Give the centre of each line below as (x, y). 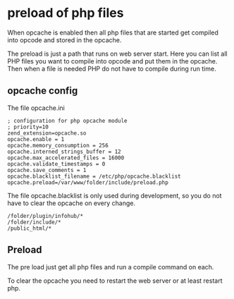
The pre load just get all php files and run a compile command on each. (111, 267)
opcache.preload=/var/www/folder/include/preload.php (88, 182)
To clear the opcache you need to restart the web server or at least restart (115, 281)
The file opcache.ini (36, 108)
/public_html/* (30, 228)
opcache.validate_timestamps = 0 (56, 164)
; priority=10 (28, 127)
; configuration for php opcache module (68, 121)
